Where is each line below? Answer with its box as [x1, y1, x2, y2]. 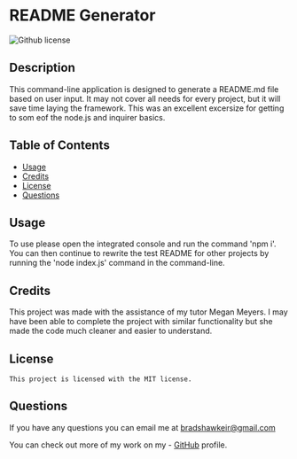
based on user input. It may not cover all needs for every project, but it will [9, 93, 281, 104]
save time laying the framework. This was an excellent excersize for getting [9, 103, 285, 113]
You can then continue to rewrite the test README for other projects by [9, 248, 270, 259]
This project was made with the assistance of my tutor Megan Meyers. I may [9, 307, 288, 317]
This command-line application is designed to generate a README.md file [9, 83, 279, 94]
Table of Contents [9, 138, 111, 153]
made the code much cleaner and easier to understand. [9, 325, 213, 337]
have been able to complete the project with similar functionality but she [9, 316, 273, 327]
